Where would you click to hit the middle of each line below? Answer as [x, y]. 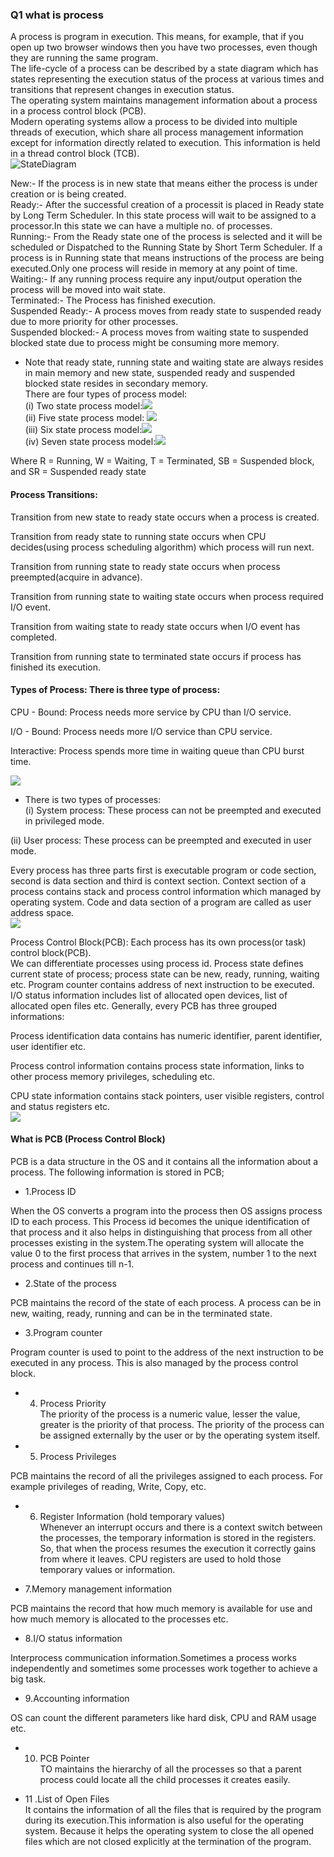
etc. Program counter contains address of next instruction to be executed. [162, 984]
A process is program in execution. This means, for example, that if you [157, 37]
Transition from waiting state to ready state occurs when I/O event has [155, 626]
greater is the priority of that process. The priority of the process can [182, 1424]
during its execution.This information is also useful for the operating [164, 1820]
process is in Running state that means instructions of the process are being [167, 258]
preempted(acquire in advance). [76, 577]
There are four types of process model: [106, 394]
